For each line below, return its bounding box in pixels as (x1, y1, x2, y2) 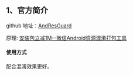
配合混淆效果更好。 (6, 63, 53, 70)
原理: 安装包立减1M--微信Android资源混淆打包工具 (6, 34, 127, 41)
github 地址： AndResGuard (6, 22, 72, 29)
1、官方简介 (6, 5, 49, 16)
